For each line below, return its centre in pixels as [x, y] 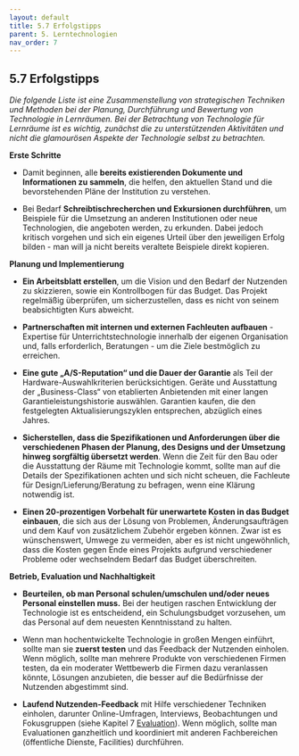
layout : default [39, 17]
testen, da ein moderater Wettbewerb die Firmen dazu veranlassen [145, 668]
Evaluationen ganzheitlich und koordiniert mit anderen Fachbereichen [150, 733]
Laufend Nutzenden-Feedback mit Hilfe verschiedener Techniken [144, 704]
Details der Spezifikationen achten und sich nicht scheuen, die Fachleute [156, 476]
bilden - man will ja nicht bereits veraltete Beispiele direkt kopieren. [145, 247]
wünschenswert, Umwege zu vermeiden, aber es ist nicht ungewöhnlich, [156, 540]
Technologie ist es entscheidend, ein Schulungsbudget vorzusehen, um [154, 613]
